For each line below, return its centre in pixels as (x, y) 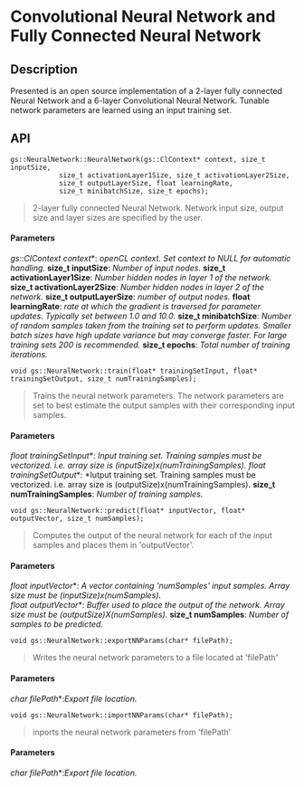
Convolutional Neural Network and (143, 17)
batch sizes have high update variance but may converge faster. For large (149, 336)
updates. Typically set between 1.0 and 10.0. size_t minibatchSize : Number (151, 316)
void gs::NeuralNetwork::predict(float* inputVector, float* (128, 511)
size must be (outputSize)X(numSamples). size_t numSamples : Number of (150, 615)
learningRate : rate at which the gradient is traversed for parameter (136, 307)
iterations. (29, 355)
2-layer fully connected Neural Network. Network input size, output (158, 208)
